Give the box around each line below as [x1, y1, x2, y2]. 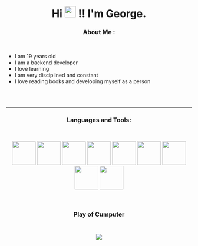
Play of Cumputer [73, 210, 125, 218]
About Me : [82, 28, 115, 37]
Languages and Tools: [67, 116, 131, 124]
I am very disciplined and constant [14, 71, 98, 79]
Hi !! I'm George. [51, 7, 147, 21]
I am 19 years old [14, 53, 56, 60]
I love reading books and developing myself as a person [14, 78, 151, 85]
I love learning [14, 65, 49, 73]
